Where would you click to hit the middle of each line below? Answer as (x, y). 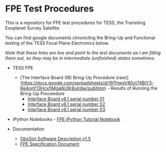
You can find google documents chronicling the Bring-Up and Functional (80, 38)
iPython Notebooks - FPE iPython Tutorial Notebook (66, 119)
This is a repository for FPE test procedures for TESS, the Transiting (75, 23)
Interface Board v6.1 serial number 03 (66, 109)
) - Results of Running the (131, 88)
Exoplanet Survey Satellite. (33, 28)
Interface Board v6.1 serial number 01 (66, 99)
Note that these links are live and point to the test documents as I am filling (83, 53)
